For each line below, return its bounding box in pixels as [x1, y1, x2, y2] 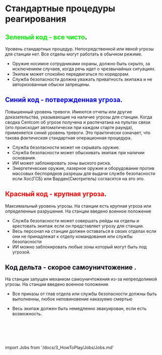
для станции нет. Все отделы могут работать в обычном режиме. [5, 51, 143, 57]
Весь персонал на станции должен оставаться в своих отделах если [12, 228, 157, 234]
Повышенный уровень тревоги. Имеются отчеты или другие [5, 109, 132, 114]
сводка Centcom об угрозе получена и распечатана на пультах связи [5, 119, 151, 125]
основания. [12, 155, 36, 161]
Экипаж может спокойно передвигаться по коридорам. [12, 71, 130, 77]
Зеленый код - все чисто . [5, 33, 87, 41]
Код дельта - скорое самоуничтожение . [5, 263, 137, 272]
